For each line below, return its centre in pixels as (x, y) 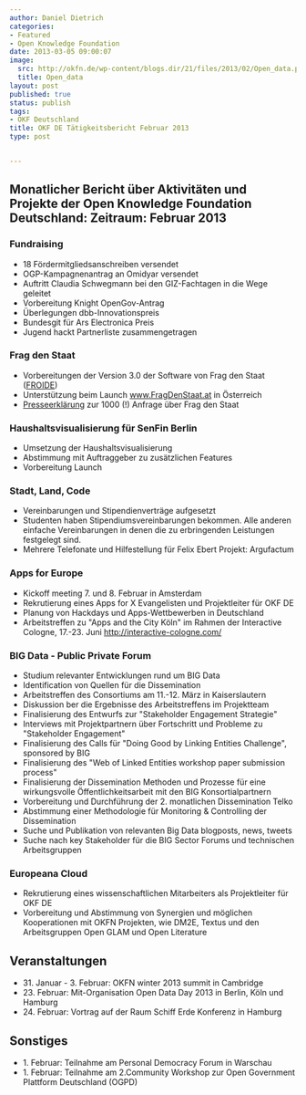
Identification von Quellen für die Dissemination (112, 685)
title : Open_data (51, 78)
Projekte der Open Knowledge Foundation (131, 204)
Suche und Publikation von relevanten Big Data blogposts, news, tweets (158, 830)
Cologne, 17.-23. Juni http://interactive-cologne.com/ (122, 631)
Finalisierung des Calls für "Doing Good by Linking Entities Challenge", (154, 744)
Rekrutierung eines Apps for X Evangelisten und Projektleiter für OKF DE (158, 602)
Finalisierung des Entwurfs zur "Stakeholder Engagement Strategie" (150, 714)
